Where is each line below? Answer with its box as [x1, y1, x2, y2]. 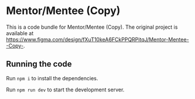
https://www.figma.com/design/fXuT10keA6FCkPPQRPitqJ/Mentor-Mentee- [6, 36, 189, 43]
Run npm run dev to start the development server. [6, 86, 125, 93]
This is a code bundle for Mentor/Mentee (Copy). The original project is [6, 23, 178, 30]
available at [6, 29, 34, 36]
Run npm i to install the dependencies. [6, 74, 98, 81]
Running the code [6, 59, 72, 69]
